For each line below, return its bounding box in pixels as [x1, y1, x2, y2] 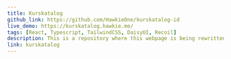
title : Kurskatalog [7, 9, 63, 17]
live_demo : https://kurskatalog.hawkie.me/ [7, 22, 134, 29]
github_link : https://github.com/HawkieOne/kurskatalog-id [7, 16, 180, 23]
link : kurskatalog [7, 41, 60, 48]
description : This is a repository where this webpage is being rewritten [7, 35, 226, 42]
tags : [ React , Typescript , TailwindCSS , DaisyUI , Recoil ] [7, 28, 177, 36]
